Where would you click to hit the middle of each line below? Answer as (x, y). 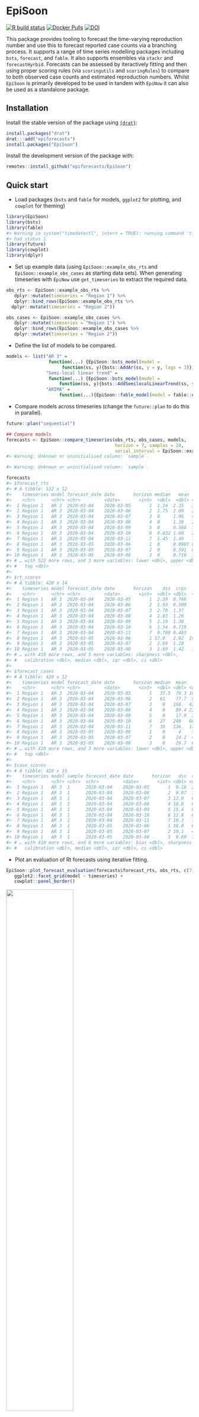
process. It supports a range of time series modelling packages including (95, 51)
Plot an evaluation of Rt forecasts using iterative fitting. (81, 859)
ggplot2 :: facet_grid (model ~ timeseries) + (68, 876)
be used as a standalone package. (48, 89)
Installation (27, 108)
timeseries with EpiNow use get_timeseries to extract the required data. (101, 279)
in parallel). (28, 413)
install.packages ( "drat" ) (38, 133)
